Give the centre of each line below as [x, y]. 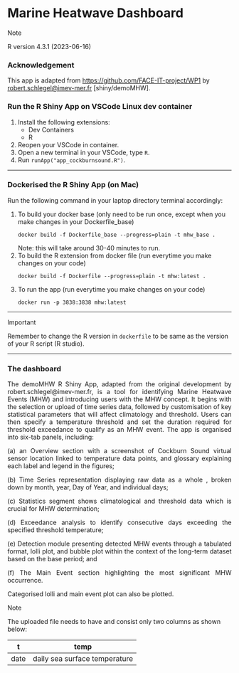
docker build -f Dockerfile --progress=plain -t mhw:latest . [112, 276]
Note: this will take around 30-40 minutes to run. [89, 248]
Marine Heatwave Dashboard [95, 13]
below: [17, 629]
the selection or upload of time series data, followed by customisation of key [119, 407]
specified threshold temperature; [55, 530]
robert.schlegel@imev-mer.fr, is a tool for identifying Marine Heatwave [119, 392]
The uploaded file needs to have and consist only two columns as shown [114, 622]
